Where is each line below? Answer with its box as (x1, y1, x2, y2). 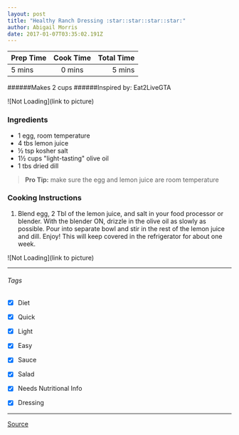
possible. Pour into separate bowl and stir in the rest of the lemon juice (17, 224, 225, 232)
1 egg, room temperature (17, 131, 90, 140)
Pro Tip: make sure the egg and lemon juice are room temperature (24, 175, 219, 184)
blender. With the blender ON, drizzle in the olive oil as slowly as (17, 217, 206, 225)
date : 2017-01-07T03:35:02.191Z (7, 30, 103, 38)
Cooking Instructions (7, 193, 82, 203)
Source (7, 419, 28, 428)
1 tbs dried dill (17, 161, 59, 170)
